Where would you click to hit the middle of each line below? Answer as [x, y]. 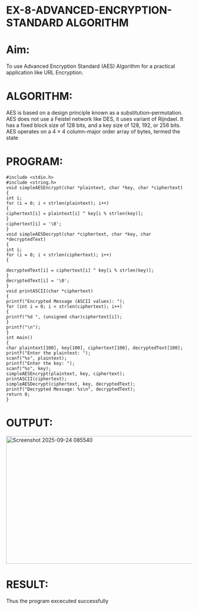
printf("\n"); [24, 327]
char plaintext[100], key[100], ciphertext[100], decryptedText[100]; [95, 348]
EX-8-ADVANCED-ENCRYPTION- [89, 10]
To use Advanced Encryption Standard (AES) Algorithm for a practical [91, 66]
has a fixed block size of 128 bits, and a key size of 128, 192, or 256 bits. [94, 125]
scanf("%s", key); [29, 368]
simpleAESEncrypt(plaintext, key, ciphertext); [66, 374]
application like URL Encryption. [45, 73]
